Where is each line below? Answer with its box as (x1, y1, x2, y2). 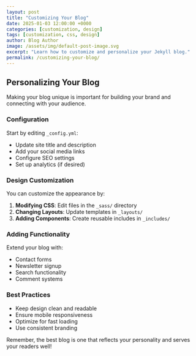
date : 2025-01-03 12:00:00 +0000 (6, 20, 92, 26)
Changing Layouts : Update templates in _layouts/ (15, 208, 143, 216)
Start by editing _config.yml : (6, 129, 78, 137)
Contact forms (15, 256, 52, 263)
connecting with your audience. (6, 100, 86, 107)
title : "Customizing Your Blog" (6, 15, 89, 21)
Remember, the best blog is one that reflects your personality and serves (6, 336, 190, 343)
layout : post (6, 9, 40, 15)
